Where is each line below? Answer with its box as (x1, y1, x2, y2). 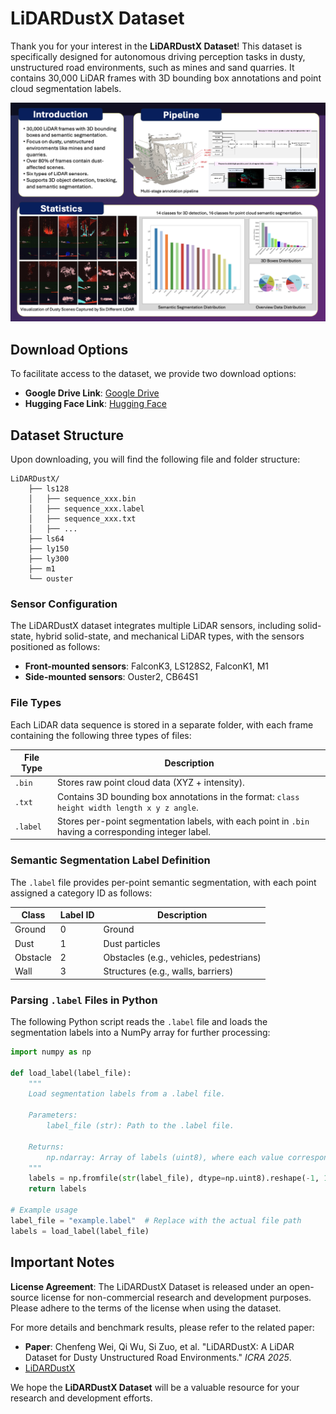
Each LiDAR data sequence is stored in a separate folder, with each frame (10, 718, 314, 731)
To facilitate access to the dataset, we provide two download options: (10, 368, 297, 380)
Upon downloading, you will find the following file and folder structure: (10, 453, 301, 465)
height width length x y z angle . (57, 801, 199, 813)
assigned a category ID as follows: (10, 887, 153, 899)
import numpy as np (10, 1047, 92, 1057)
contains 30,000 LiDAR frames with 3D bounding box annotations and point (10, 72, 322, 84)
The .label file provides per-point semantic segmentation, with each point (10, 876, 317, 888)
